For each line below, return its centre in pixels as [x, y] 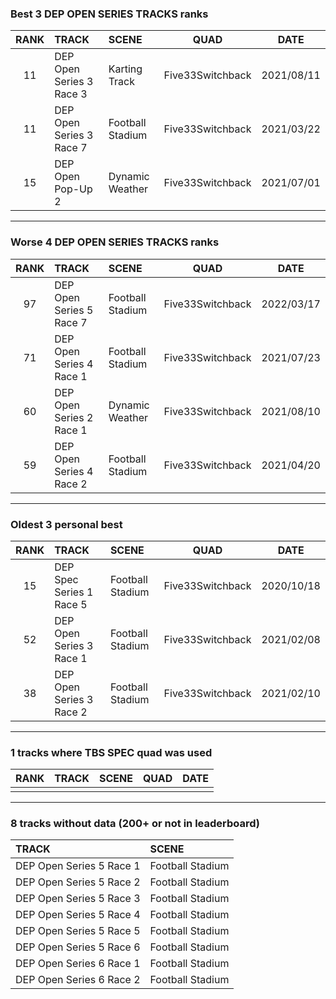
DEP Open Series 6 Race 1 [78, 964]
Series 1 [74, 592]
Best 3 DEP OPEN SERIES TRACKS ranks [109, 14]
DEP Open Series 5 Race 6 [78, 947]
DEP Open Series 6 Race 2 [78, 980]
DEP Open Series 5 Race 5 [78, 931]
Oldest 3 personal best [66, 524]
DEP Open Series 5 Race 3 [78, 899]
